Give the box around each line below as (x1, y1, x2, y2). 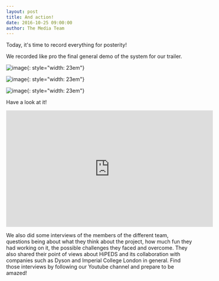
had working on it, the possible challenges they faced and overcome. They (6, 244, 188, 251)
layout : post (6, 8, 38, 15)
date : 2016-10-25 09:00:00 (6, 20, 73, 25)
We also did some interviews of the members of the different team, (6, 232, 169, 239)
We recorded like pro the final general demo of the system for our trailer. (6, 53, 182, 60)
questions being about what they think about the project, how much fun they (6, 238, 192, 246)
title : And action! (6, 14, 54, 20)
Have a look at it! (6, 99, 47, 106)
